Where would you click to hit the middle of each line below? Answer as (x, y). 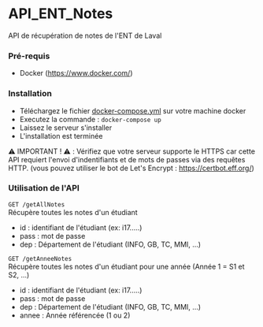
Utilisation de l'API (44, 188)
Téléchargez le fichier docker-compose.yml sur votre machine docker (133, 110)
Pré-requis (29, 56)
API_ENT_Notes (61, 14)
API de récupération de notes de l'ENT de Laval (85, 35)
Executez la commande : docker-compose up (90, 119)
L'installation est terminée (61, 136)
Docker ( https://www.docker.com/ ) (76, 73)
